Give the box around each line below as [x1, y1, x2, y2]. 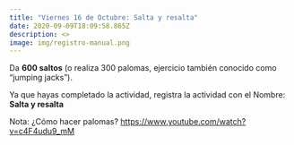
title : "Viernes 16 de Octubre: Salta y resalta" [9, 13, 199, 22]
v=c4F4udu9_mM [9, 126, 74, 137]
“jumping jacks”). [9, 72, 73, 83]
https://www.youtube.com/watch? [120, 116, 246, 127]
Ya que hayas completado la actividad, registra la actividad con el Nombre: [9, 90, 286, 100]
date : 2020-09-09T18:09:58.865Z [9, 21, 130, 30]
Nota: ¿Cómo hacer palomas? [9, 116, 119, 127]
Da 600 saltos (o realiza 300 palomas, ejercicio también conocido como [9, 63, 277, 73]
